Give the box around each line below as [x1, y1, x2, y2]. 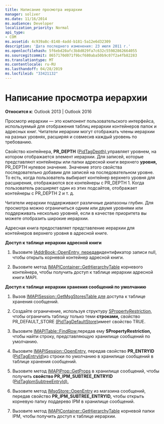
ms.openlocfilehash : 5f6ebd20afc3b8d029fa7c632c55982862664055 [5, 48, 137, 53]
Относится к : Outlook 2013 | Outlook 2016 [5, 109, 92, 114]
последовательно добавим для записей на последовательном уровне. [5, 169, 154, 175]
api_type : [5, 30, 26, 35]
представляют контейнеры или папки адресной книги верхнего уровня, [5, 159, 157, 165]
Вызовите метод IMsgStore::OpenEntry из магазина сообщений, [12, 388, 146, 394]
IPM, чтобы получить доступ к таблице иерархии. [12, 413, 116, 419]
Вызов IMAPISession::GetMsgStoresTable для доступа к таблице [12, 293, 146, 299]
